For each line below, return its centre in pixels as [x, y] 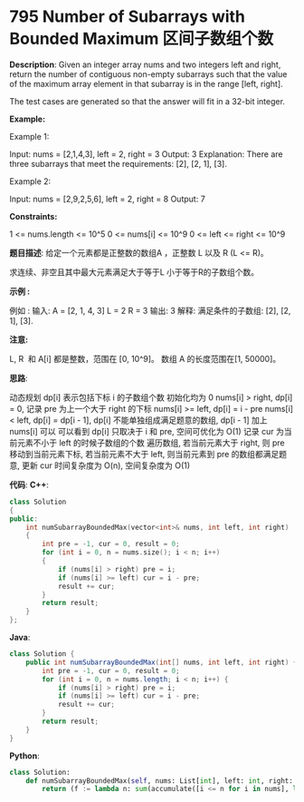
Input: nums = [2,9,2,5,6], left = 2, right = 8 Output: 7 [107, 199]
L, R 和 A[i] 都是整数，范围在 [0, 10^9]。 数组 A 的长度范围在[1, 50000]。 [145, 358]
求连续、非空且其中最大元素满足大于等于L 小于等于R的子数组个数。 [134, 272]
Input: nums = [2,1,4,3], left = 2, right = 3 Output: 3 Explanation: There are [146, 154]
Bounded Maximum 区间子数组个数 [142, 39]
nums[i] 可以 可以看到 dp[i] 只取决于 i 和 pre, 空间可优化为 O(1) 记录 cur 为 [147, 431]
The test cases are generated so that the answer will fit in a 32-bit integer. [147, 101]
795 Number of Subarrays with [128, 17]
